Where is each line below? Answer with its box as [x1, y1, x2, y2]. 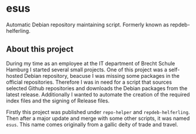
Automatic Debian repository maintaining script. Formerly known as [6, 21, 169, 28]
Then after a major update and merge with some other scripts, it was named [6, 115, 190, 122]
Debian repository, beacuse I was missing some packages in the [24, 72, 180, 79]
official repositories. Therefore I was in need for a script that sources [6, 78, 172, 85]
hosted [6, 72, 23, 79]
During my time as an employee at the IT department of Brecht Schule [6, 60, 175, 67]
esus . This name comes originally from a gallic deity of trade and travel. [6, 121, 178, 128]
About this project [6, 44, 74, 54]
